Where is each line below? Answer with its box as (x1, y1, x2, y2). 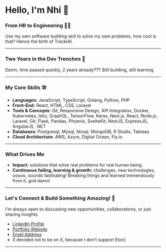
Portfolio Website (12, 226, 48, 232)
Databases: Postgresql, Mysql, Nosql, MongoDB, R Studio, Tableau (12, 128, 150, 135)
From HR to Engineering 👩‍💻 (5, 22, 71, 29)
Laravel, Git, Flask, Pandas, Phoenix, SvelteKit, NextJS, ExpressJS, (12, 118, 148, 124)
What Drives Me (5, 151, 44, 158)
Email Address (12, 231, 42, 237)
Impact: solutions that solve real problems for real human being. (12, 162, 143, 168)
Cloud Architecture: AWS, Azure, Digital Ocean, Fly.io (12, 134, 123, 140)
